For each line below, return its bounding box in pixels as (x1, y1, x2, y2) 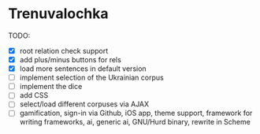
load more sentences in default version (19, 64, 147, 73)
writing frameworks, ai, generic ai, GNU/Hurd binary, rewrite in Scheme (19, 117, 251, 127)
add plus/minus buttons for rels (19, 55, 122, 64)
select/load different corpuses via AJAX (19, 99, 150, 109)
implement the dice (19, 82, 83, 91)
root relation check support (19, 46, 109, 55)
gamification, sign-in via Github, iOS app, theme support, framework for (19, 108, 253, 118)
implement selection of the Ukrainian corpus (19, 73, 164, 83)
